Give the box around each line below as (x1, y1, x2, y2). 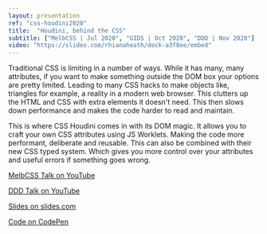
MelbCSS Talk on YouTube (8, 171, 96, 180)
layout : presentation (8, 11, 80, 20)
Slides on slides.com (8, 201, 77, 212)
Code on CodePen (8, 217, 69, 227)
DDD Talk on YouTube (8, 186, 80, 196)
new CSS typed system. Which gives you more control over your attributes (8, 147, 253, 157)
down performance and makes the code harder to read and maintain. (8, 105, 235, 116)
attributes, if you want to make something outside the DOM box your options (8, 72, 259, 81)
